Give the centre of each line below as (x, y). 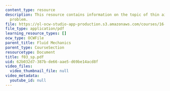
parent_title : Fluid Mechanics (38, 43)
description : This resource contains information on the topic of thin (82, 15)
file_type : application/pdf (35, 29)
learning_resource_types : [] (36, 33)
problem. (19, 19)
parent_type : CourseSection (35, 48)
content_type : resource (30, 10)
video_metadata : (22, 76)
